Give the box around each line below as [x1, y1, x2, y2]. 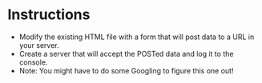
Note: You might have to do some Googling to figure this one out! [18, 65, 234, 75]
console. [18, 57, 48, 67]
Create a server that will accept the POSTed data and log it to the [18, 49, 234, 58]
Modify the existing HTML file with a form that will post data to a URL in [18, 32, 255, 41]
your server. [18, 40, 59, 49]
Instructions [7, 6, 91, 24]
